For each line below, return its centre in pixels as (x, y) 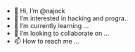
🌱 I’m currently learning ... (51, 26)
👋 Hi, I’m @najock (39, 11)
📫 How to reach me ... (46, 41)
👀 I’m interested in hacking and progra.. (71, 18)
